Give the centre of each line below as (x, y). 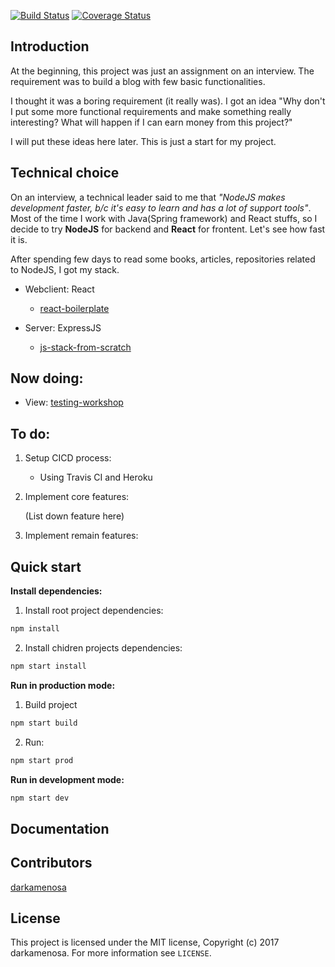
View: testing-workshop (74, 402)
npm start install (48, 666)
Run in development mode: (67, 779)
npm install (35, 629)
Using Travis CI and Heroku (96, 477)
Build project (51, 704)
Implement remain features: (81, 536)
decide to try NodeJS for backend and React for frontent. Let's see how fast (168, 229)
